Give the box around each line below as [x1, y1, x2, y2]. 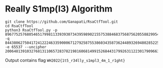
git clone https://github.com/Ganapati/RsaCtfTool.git [5, 19, 118, 24]
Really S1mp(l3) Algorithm [5, 3, 113, 14]
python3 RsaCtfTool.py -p [5, 27, 57, 32]
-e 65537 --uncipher [5, 44, 47, 49]
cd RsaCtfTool [5, 23, 34, 28]
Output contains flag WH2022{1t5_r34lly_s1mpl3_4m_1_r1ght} [5, 57, 125, 63]
